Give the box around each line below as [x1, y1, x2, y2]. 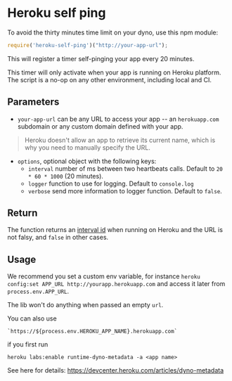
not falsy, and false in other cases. [7, 233, 109, 242]
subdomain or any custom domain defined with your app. [17, 122, 183, 131]
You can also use [7, 314, 58, 323]
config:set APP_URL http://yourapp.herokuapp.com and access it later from [7, 280, 226, 288]
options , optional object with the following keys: [17, 157, 157, 165]
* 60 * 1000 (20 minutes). [27, 172, 104, 180]
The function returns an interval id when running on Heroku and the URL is [7, 226, 224, 234]
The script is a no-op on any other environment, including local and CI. [7, 75, 212, 84]
